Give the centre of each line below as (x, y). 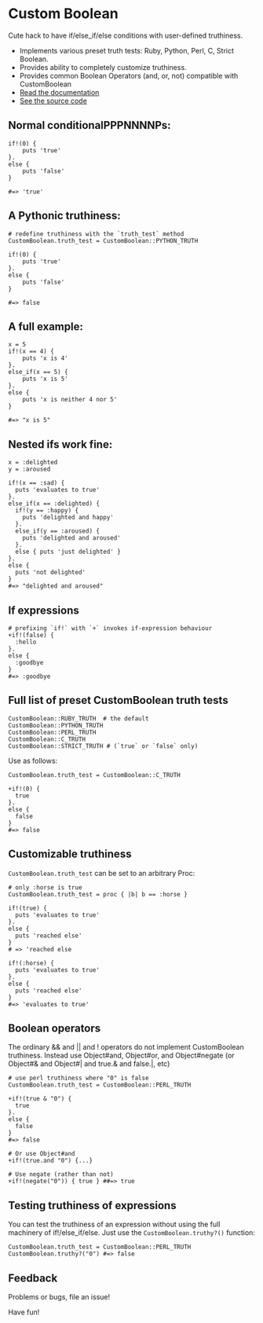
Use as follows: (33, 760)
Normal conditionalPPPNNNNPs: (89, 125)
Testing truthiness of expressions (92, 1206)
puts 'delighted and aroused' (72, 538)
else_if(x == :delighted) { (54, 504)
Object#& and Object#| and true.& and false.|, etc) (89, 1064)
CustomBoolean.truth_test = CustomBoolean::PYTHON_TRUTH (103, 240)
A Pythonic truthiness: (64, 216)
